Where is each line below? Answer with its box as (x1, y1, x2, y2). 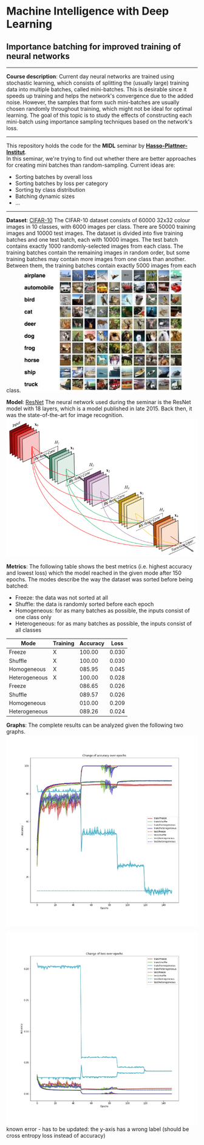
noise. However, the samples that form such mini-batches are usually (6, 99, 180, 106)
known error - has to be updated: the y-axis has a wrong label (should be (6, 1125, 189, 1133)
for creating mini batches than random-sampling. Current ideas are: (6, 161, 175, 169)
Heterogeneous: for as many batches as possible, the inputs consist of (15, 620, 192, 627)
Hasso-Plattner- (146, 142, 188, 149)
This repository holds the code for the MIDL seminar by (6, 142, 145, 149)
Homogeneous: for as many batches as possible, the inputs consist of (15, 607, 190, 614)
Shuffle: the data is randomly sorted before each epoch (15, 600, 154, 608)
